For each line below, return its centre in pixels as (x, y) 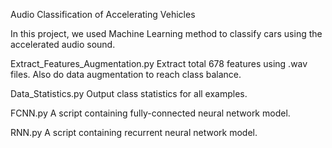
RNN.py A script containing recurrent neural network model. (134, 132)
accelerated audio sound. (63, 44)
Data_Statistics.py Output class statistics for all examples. (129, 93)
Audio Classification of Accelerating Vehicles (103, 14)
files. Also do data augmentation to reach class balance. (126, 74)
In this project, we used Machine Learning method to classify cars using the (166, 33)
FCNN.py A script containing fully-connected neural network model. (150, 113)
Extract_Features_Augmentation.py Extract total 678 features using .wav (159, 63)
